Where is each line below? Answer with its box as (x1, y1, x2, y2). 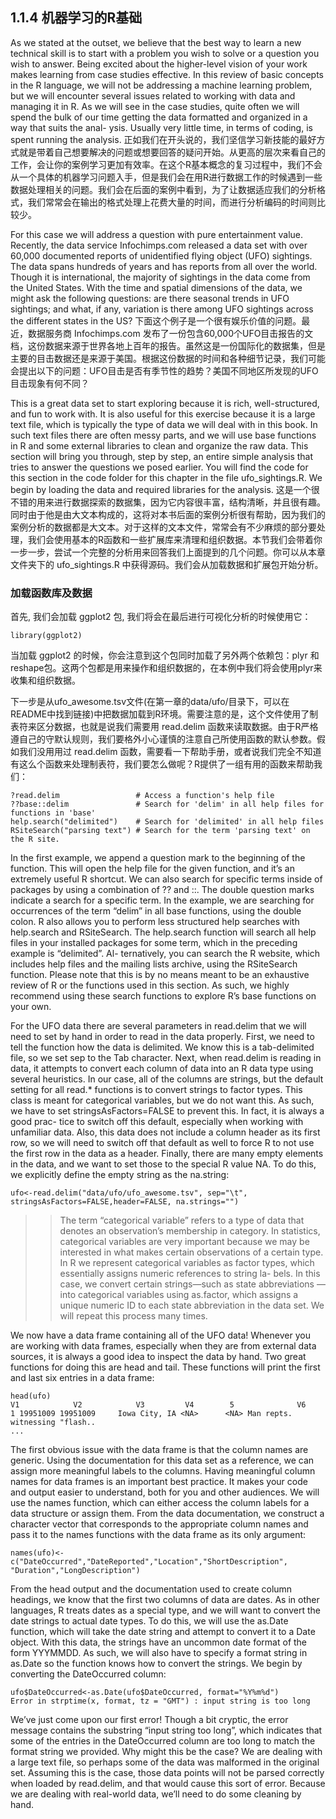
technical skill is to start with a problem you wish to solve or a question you (10, 47, 320, 59)
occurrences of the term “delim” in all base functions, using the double (10, 905, 302, 917)
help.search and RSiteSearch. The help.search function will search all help (10, 926, 317, 938)
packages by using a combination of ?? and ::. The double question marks (10, 884, 315, 896)
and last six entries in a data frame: (10, 1372, 155, 1384)
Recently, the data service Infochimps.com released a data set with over (10, 239, 308, 251)
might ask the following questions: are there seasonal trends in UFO (10, 292, 290, 304)
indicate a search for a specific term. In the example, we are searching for (10, 894, 315, 907)
